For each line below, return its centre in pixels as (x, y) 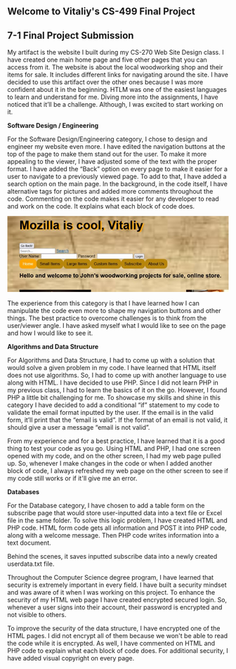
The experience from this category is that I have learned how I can (104, 303)
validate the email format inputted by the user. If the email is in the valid (111, 413)
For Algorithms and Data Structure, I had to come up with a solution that (111, 360)
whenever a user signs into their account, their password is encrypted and (115, 607)
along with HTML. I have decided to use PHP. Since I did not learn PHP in (113, 383)
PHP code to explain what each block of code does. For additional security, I (118, 651)
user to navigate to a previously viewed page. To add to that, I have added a (117, 177)
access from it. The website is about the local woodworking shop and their (115, 67)
